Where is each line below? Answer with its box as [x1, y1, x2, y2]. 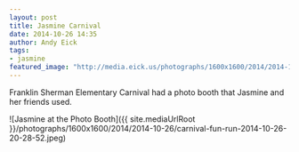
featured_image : [9, 63, 69, 72]
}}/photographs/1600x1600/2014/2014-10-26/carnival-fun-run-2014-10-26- [9, 123, 287, 133]
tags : [9, 46, 29, 55]
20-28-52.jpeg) [9, 132, 67, 143]
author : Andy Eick [9, 37, 77, 47]
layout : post [9, 12, 58, 22]
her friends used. [9, 96, 73, 107]
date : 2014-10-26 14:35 [9, 29, 98, 38]
